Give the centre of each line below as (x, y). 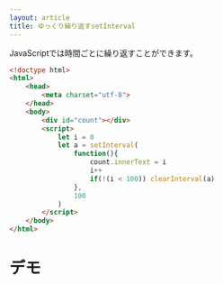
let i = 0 (76, 137)
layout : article (40, 18)
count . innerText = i (128, 162)
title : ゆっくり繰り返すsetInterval (72, 26)
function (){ (96, 154)
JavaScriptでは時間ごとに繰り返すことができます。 (103, 53)
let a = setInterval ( (98, 145)
